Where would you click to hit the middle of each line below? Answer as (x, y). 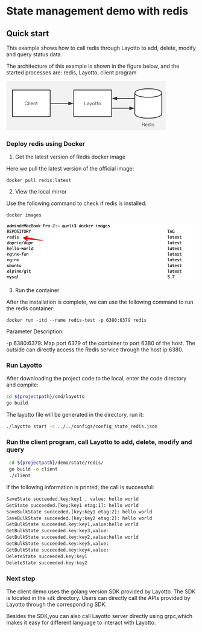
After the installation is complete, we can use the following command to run (100, 302)
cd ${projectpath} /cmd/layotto (46, 397)
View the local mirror (41, 192)
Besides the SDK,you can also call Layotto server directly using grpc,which (99, 616)
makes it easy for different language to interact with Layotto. (81, 622)
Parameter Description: (35, 331)
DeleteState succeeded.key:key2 (47, 563)
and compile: (22, 385)
